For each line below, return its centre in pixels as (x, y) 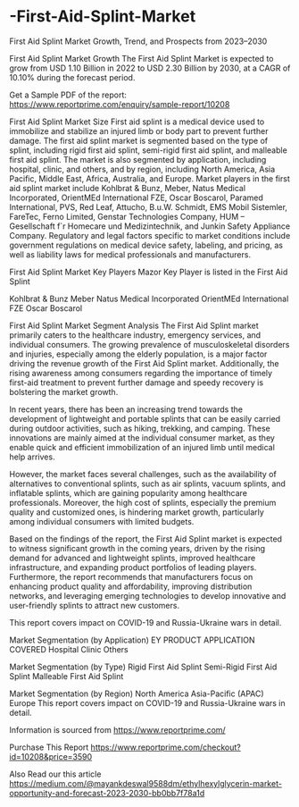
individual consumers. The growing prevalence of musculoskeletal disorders (149, 344)
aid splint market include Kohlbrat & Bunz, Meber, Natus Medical (128, 188)
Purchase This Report (49, 747)
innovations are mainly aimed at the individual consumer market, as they (142, 437)
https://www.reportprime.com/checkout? (166, 747)
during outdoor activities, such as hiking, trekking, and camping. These (140, 428)
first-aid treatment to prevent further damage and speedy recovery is (137, 382)
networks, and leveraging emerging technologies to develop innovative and (148, 595)
